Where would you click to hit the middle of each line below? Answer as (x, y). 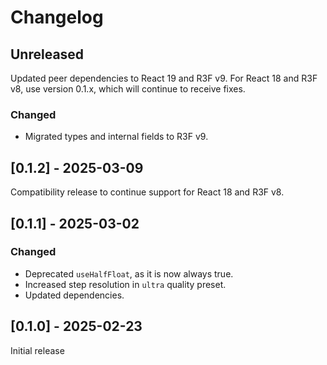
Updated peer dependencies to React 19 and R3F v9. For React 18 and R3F (164, 78)
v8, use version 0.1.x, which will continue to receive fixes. (128, 89)
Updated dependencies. (74, 295)
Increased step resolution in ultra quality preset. (125, 284)
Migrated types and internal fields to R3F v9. (116, 137)
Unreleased (47, 54)
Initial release (37, 350)
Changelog (57, 17)
